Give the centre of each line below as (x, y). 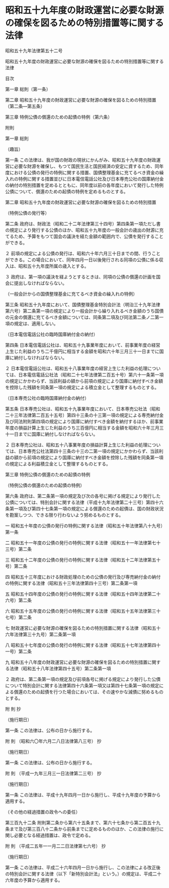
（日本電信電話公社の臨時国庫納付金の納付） (52, 334)
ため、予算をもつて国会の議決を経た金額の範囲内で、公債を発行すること (89, 236)
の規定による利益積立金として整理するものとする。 (58, 463)
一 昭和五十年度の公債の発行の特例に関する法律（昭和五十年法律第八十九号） (84, 526)
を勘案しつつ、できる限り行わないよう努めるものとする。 (64, 515)
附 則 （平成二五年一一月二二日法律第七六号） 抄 (56, 846)
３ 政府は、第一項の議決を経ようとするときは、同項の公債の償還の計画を (81, 276)
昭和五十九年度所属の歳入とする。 (54, 266)
